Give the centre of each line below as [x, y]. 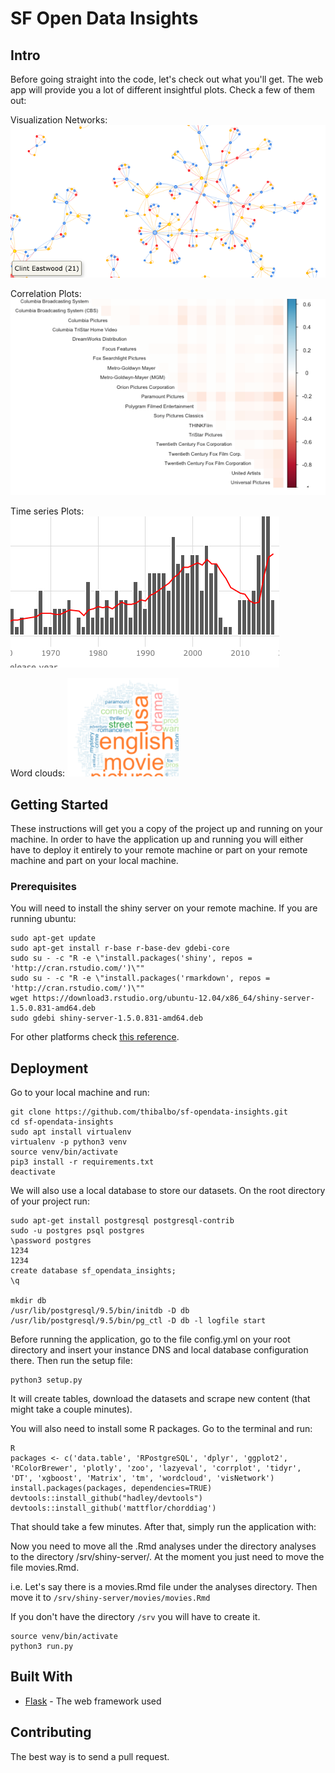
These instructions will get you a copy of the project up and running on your [166, 828]
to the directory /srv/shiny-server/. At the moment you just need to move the [167, 1557]
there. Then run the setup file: [71, 1361]
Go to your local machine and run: [80, 1093]
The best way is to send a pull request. [90, 1756]
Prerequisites [43, 886]
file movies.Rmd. [45, 1568]
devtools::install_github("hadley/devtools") [106, 1498]
